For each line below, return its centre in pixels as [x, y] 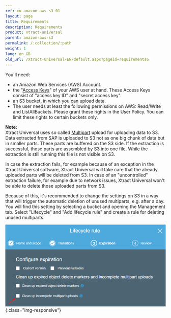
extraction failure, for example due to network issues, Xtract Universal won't [85, 180]
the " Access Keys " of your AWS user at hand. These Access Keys [81, 90]
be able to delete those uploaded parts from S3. [55, 186]
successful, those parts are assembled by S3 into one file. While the [77, 149]
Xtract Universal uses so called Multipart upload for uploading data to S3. [82, 132]
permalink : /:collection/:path [38, 43]
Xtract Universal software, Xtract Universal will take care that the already [81, 169]
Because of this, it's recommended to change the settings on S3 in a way [82, 196]
